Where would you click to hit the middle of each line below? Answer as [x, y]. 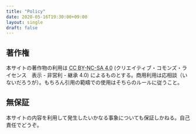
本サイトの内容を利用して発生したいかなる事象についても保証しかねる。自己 [98, 118]
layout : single [25, 22]
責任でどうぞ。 [24, 125]
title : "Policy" [26, 11]
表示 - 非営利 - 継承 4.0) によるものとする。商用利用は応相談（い [109, 75]
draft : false [22, 28]
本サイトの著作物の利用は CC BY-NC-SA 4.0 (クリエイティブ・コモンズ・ [94, 68]
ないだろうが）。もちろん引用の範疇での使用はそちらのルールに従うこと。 [94, 83]
